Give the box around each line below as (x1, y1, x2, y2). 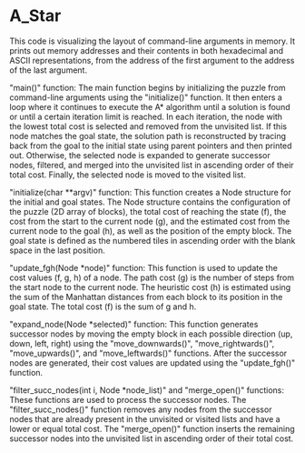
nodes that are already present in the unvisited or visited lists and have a (9, 413, 280, 424)
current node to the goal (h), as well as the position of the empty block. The (9, 225, 292, 237)
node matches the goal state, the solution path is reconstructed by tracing (9, 130, 287, 141)
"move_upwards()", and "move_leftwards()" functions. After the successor (9, 347, 288, 358)
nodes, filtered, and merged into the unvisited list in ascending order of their (9, 159, 294, 170)
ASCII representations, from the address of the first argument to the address (9, 55, 295, 65)
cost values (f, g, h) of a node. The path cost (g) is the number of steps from (9, 272, 295, 283)
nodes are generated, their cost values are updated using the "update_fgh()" (9, 357, 296, 368)
